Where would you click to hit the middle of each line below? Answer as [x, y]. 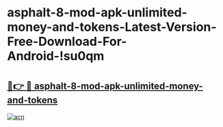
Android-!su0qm [56, 56]
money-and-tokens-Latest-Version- [112, 27]
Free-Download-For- [67, 42]
